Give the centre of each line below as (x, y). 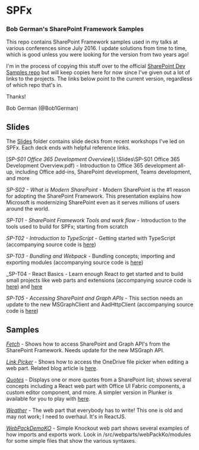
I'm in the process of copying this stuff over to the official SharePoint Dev (96, 66)
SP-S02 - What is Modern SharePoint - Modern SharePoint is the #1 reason (98, 190)
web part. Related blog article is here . (52, 368)
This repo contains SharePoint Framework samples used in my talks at (92, 42)
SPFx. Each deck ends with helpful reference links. (68, 148)
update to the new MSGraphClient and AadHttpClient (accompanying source (100, 305)
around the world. (28, 209)
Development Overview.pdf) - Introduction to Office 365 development (91, 166)
